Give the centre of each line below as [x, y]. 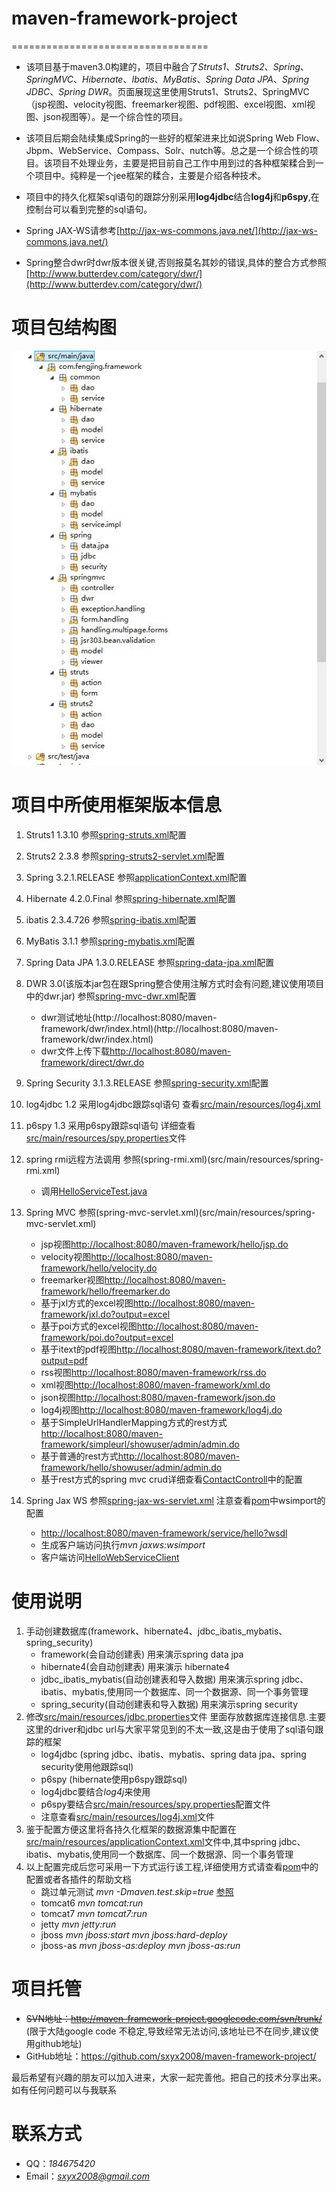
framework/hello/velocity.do [99, 1268]
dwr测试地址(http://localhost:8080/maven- [129, 1018]
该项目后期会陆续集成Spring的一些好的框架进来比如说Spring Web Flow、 [175, 138]
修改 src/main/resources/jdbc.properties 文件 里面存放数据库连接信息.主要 [176, 1716]
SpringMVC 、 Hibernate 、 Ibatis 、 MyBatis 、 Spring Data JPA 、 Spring [167, 79]
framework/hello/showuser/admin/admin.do [131, 1468]
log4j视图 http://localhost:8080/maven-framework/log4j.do [161, 1410]
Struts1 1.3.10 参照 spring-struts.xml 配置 [106, 835]
